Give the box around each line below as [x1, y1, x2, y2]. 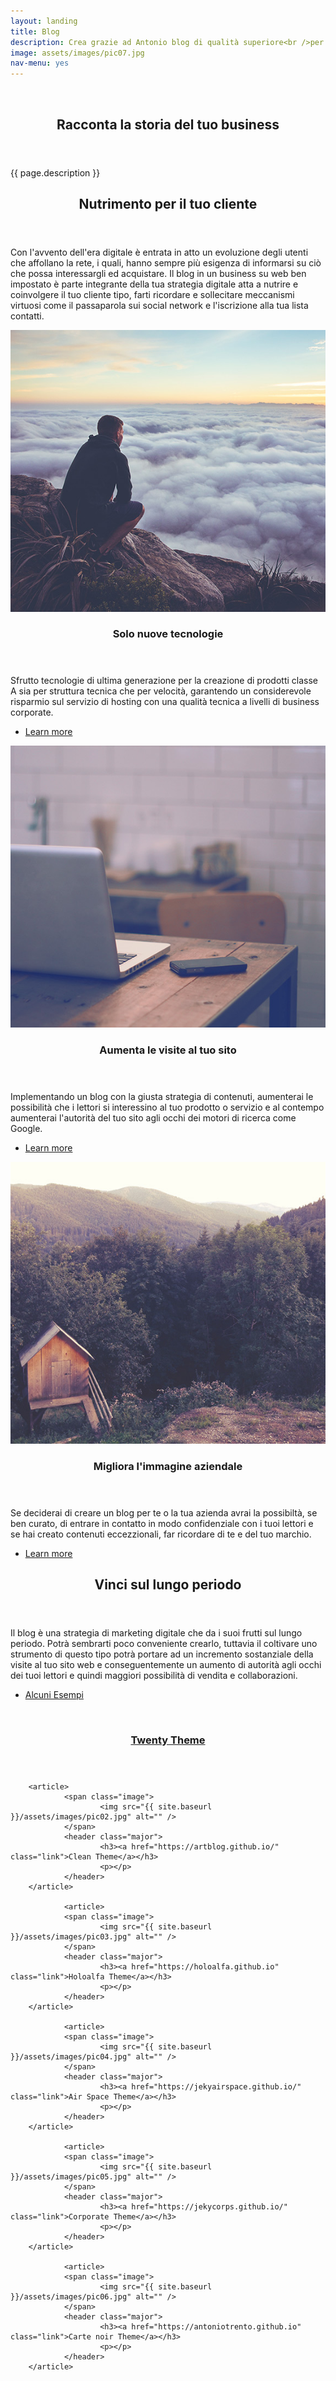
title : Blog [10, 26, 60, 37]
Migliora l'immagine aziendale [93, 1459, 243, 1473]
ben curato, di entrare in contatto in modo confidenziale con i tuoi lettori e [10, 1517, 314, 1529]
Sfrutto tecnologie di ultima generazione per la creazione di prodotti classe [10, 675, 318, 687]
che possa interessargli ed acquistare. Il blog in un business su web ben [10, 267, 307, 279]
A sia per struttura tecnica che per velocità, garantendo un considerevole [10, 685, 312, 697]
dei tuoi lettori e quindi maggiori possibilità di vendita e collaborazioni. [10, 1669, 298, 1681]
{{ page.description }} [10, 166, 101, 179]
